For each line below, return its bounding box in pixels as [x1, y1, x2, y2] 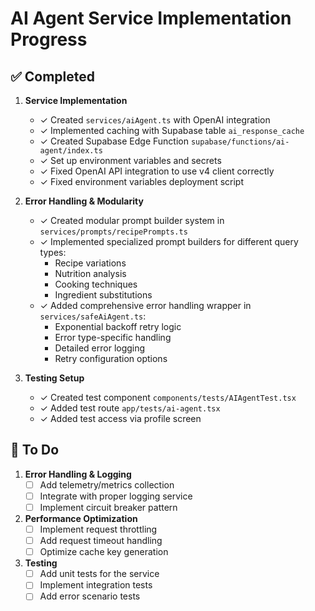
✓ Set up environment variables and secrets [39, 155, 222, 166]
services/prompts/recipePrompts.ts [39, 227, 188, 237]
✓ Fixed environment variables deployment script [39, 176, 244, 187]
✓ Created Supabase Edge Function [39, 135, 189, 147]
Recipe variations [54, 257, 127, 269]
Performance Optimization [24, 513, 138, 524]
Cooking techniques [54, 278, 138, 290]
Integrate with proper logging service [39, 490, 193, 502]
